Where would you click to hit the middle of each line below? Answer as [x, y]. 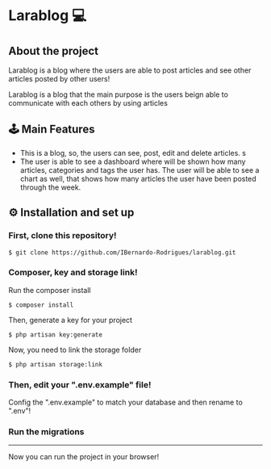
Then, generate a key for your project [71, 320]
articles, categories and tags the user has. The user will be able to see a [140, 170]
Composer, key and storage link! [73, 273]
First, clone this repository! [63, 236]
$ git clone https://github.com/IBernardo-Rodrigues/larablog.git [122, 252]
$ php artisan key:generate [56, 335]
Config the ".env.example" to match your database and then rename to [126, 402]
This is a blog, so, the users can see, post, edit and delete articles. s [133, 153]
